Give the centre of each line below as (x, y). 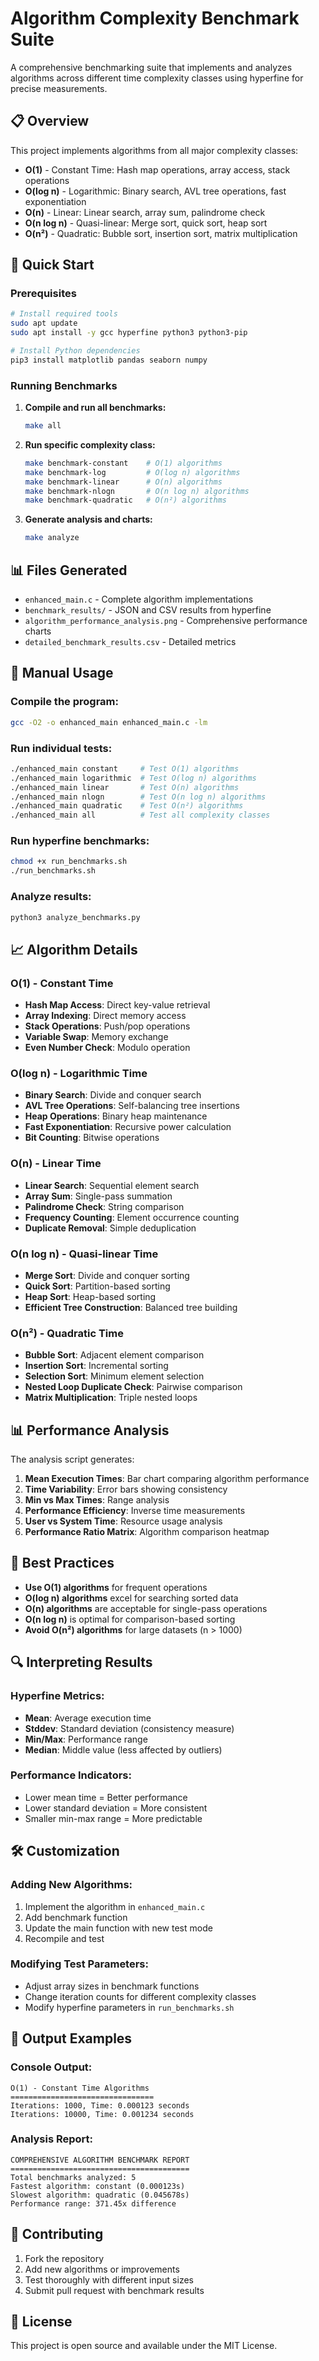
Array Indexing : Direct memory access (105, 1016)
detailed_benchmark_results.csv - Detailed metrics (130, 642)
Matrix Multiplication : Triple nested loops (111, 1398)
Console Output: (51, 2067)
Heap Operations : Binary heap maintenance (116, 1116)
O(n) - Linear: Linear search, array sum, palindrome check (145, 212)
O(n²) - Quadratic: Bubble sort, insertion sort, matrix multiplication (161, 233)
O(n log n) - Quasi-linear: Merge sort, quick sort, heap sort (146, 223)
